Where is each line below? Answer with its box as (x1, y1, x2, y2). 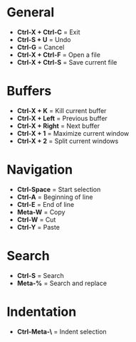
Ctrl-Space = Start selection (16, 185, 101, 193)
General (6, 4, 55, 21)
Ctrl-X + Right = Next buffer (16, 122, 100, 130)
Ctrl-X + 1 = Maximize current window (16, 129, 130, 137)
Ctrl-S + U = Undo (16, 35, 71, 43)
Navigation (6, 161, 73, 178)
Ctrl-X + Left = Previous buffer (16, 114, 108, 122)
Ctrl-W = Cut (16, 215, 56, 224)
